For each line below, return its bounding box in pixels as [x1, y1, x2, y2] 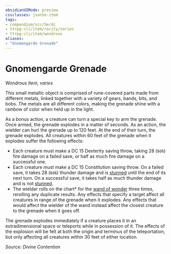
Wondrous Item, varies [5, 80, 53, 86]
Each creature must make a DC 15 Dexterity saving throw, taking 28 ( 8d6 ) [12, 147, 166, 154]
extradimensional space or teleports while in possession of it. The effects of [5, 223, 165, 229]
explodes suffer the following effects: [5, 138, 84, 144]
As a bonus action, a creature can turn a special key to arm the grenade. [5, 116, 157, 122]
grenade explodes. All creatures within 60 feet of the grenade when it [5, 132, 152, 138]
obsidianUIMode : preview [5, 7, 58, 13]
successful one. [12, 158, 47, 164]
